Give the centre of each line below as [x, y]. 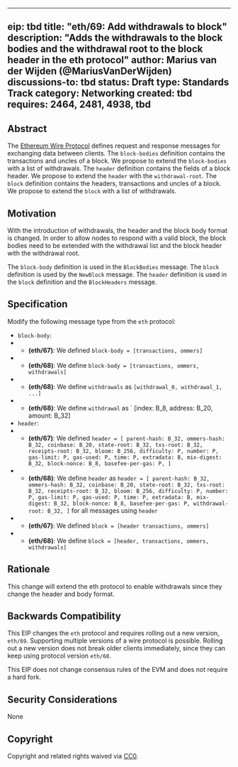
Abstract [27, 129]
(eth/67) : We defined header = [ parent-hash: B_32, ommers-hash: [126, 438]
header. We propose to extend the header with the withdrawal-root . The [112, 176]
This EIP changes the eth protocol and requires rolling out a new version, [113, 633]
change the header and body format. [61, 594]
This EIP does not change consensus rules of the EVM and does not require [118, 670]
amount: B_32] [49, 415]
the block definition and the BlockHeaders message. [82, 282]
